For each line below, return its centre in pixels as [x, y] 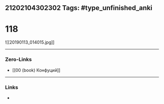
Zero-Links [19, 59]
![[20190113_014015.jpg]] [30, 42]
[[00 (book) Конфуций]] [36, 70]
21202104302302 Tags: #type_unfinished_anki [79, 8]
